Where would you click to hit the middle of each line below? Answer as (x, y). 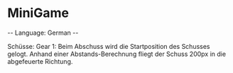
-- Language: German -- (43, 33)
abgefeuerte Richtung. (40, 61)
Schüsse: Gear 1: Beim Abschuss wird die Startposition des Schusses (109, 46)
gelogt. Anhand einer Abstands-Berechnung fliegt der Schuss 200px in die (116, 54)
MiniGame (38, 13)
